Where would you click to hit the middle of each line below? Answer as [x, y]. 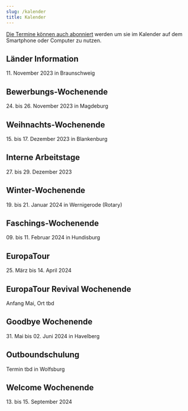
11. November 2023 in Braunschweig [51, 73]
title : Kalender [26, 17]
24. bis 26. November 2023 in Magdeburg [57, 106]
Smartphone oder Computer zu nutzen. [54, 40]
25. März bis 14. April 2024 [39, 271]
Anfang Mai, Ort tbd [30, 303]
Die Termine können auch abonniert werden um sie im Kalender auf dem [94, 34]
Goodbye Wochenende [49, 322]
